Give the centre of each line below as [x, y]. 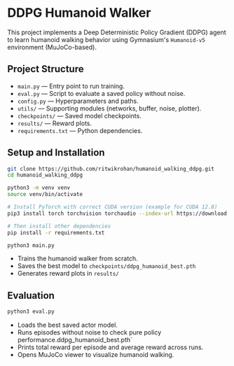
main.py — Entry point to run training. [71, 86]
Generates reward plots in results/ [68, 274]
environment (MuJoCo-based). [52, 47]
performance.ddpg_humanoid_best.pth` [75, 340]
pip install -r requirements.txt [56, 232]
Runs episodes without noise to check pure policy [89, 332]
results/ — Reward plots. [55, 123]
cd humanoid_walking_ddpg [45, 175]
